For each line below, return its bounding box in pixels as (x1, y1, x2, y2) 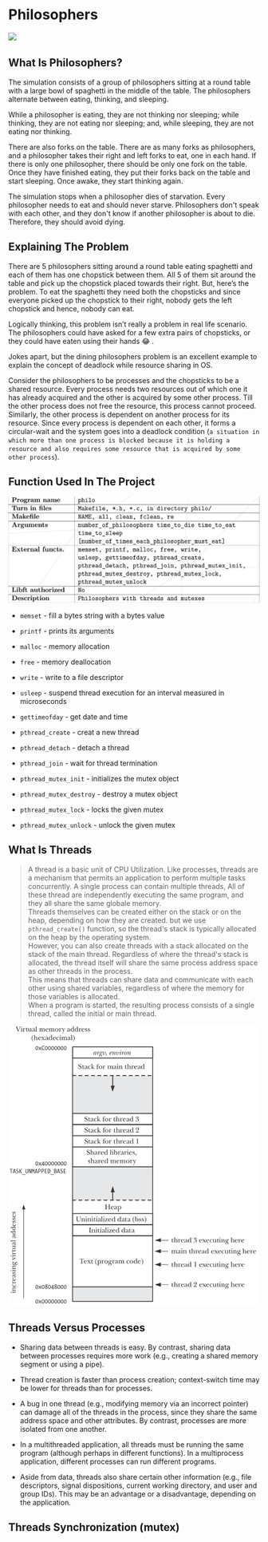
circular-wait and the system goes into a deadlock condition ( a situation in (8, 426, 260, 436)
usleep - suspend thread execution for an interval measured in (19, 688, 225, 698)
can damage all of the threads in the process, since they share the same (19, 1407, 258, 1417)
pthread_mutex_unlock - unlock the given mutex (19, 820, 175, 829)
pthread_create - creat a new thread (19, 727, 140, 737)
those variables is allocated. (27, 991, 120, 1001)
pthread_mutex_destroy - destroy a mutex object (19, 789, 178, 799)
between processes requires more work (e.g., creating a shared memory (19, 1350, 259, 1360)
